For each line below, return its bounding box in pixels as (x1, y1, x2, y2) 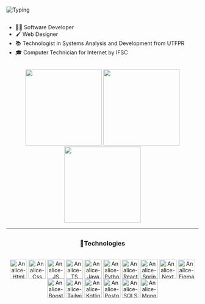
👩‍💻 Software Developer (15, 24, 74, 31)
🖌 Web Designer (15, 30, 59, 38)
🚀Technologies (79, 239, 126, 248)
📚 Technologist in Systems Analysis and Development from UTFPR (15, 40, 185, 47)
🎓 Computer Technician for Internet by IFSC (15, 49, 128, 56)
